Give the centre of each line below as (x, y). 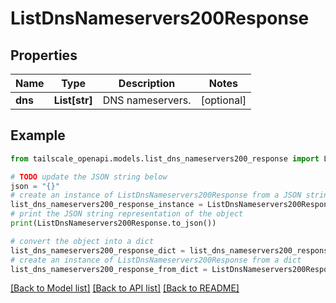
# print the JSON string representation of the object (127, 214)
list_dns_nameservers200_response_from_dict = (109, 269)
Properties (44, 55)
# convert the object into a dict (82, 241)
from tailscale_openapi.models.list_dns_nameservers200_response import (165, 158)
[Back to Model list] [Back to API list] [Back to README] (125, 288)
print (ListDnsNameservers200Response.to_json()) (113, 223)
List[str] (73, 100)
